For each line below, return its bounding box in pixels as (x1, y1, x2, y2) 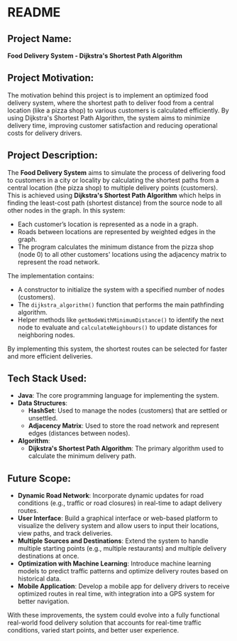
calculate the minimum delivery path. (28, 452, 137, 460)
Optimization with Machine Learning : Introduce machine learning (17, 559, 211, 568)
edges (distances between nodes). (28, 429, 131, 438)
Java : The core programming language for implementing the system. (17, 391, 219, 400)
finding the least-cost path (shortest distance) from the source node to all (7, 198, 222, 207)
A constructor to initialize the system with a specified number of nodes (17, 285, 225, 294)
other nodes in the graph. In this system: (7, 206, 126, 214)
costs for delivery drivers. (7, 129, 83, 137)
